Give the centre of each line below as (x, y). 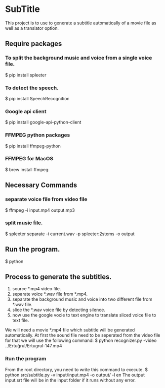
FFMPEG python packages (38, 135)
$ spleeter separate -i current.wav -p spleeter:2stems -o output (70, 234)
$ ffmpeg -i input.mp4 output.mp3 (40, 210)
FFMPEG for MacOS (29, 159)
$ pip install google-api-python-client (43, 122)
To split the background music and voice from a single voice (79, 58)
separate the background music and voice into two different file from (82, 299)
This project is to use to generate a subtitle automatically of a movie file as (81, 23)
